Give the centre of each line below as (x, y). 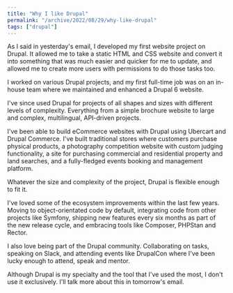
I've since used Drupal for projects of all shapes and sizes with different (110, 103)
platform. (20, 169)
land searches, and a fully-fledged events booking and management (105, 161)
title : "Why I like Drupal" (48, 14)
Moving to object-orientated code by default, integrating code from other (112, 211)
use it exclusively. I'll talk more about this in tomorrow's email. (96, 282)
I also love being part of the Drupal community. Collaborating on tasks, (109, 246)
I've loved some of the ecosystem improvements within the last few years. (113, 203)
